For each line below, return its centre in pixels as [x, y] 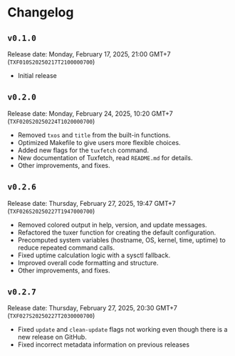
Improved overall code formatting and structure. [88, 262]
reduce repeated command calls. [66, 247]
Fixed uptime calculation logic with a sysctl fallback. [94, 255]
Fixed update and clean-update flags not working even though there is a [122, 330]
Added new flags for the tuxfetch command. [83, 150]
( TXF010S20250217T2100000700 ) [51, 62]
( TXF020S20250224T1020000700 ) [51, 121]
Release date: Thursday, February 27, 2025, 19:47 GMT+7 [92, 203]
